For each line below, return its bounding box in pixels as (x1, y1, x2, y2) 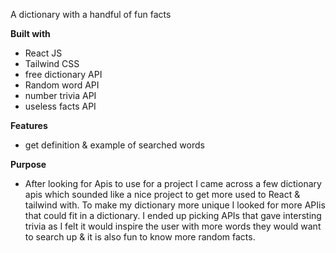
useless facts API (24, 100, 97, 112)
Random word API (24, 79, 100, 91)
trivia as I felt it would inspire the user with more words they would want (24, 220, 322, 232)
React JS (24, 47, 63, 59)
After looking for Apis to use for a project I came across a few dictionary (24, 178, 322, 189)
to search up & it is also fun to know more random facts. (24, 231, 256, 243)
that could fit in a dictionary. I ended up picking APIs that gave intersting (24, 210, 322, 221)
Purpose (10, 159, 47, 170)
